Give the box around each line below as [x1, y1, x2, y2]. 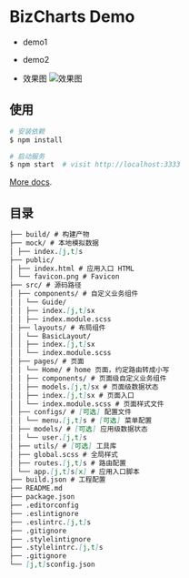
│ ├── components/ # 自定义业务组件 [9, 289, 139, 299]
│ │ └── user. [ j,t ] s [9, 433, 88, 442]
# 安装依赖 [9, 127, 45, 136]
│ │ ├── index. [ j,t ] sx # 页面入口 [9, 390, 134, 400]
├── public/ [9, 255, 55, 265]
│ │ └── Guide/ [9, 298, 67, 307]
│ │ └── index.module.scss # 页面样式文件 [9, 399, 164, 409]
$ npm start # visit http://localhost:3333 [9, 160, 181, 169]
